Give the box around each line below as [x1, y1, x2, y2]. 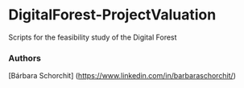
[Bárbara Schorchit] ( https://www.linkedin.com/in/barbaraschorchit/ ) [8, 71, 236, 81]
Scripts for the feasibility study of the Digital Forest [8, 32, 177, 42]
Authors [8, 52, 42, 64]
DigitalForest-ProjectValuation [8, 6, 217, 24]
